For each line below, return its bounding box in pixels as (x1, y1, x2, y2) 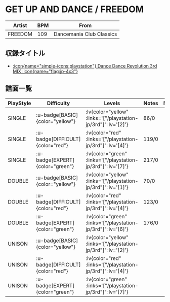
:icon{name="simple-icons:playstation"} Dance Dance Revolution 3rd (12, 62, 157, 69)
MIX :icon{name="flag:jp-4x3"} (12, 68, 78, 74)
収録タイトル (5, 49, 46, 58)
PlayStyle (8, 99, 31, 107)
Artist (13, 22, 27, 29)
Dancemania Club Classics (54, 30, 117, 38)
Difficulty (47, 99, 70, 107)
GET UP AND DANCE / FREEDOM (5, 4, 144, 15)
